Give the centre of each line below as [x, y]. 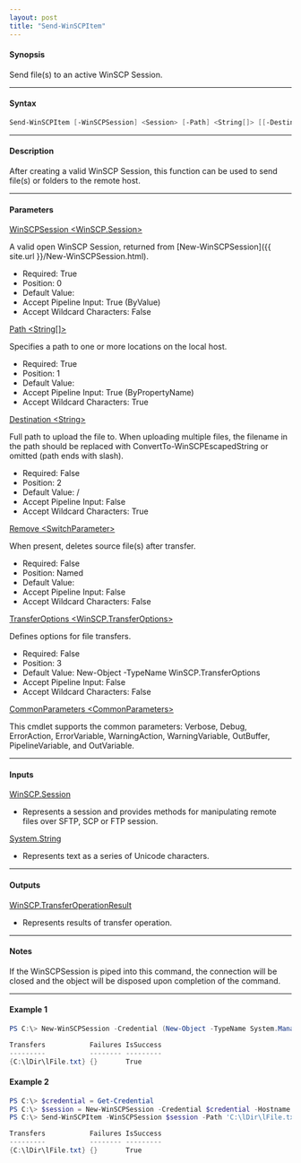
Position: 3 [42, 664]
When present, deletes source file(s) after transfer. [103, 546]
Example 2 [29, 1082]
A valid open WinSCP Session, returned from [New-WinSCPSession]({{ [140, 247]
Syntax [23, 103]
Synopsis [27, 55]
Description [32, 151]
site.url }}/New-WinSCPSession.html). [79, 256]
